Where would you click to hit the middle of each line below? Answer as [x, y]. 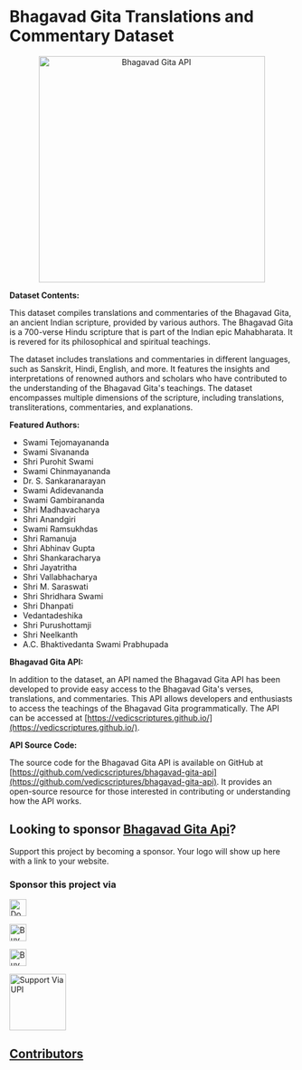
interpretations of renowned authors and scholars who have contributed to [148, 378]
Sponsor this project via [63, 884]
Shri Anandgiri [49, 519]
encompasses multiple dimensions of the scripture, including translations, [147, 397]
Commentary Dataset [92, 36]
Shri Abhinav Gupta [59, 548]
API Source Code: [43, 745]
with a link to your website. [59, 861]
